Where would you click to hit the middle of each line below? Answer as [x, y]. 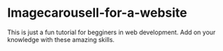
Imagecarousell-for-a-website [97, 13]
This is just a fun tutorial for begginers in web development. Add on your [111, 32]
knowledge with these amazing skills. [61, 39]
